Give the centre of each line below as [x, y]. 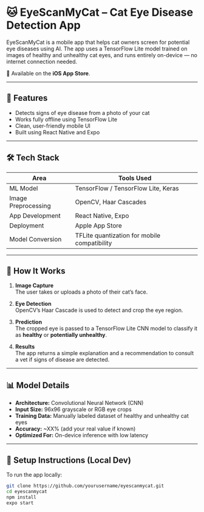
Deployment [27, 226]
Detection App [43, 25]
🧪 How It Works [36, 271]
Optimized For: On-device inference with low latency [82, 435]
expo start [20, 503]
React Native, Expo [102, 215]
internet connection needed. [42, 61]
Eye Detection [33, 304]
